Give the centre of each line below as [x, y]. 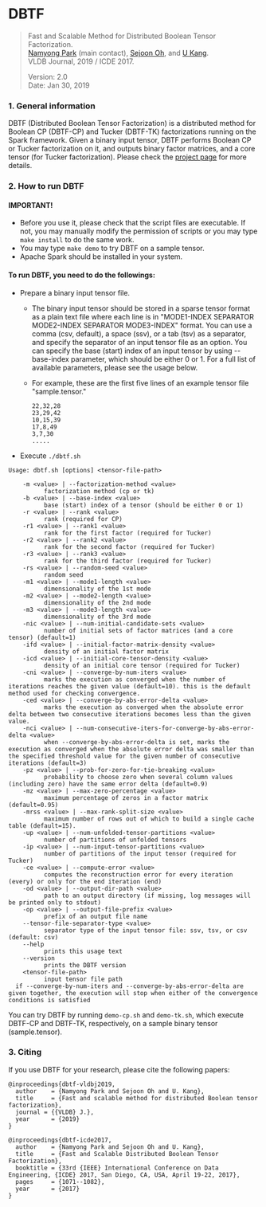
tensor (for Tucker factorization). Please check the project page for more [127, 157]
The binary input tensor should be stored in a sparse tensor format [141, 308]
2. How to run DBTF [46, 186]
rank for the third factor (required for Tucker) [128, 561]
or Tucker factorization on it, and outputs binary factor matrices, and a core [132, 149]
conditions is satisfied [49, 1000]
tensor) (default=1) [43, 637]
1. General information [52, 106]
